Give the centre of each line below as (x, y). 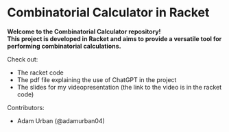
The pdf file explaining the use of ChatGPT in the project (97, 79)
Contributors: (26, 107)
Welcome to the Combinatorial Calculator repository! (84, 31)
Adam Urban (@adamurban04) (61, 120)
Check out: (23, 59)
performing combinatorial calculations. (64, 46)
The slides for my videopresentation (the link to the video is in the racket (119, 87)
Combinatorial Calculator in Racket (108, 13)
